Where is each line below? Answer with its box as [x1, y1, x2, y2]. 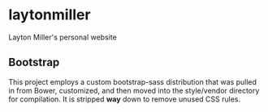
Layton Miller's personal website [8, 32, 118, 42]
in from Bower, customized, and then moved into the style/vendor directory [8, 85, 260, 95]
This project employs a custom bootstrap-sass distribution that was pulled [8, 77, 257, 86]
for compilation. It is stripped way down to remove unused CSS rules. [8, 94, 241, 104]
